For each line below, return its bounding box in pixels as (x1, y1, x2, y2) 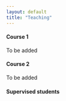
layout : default (6, 8, 47, 15)
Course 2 (6, 60, 30, 68)
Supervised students (6, 88, 60, 95)
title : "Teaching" (6, 15, 52, 21)
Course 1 (6, 33, 29, 41)
